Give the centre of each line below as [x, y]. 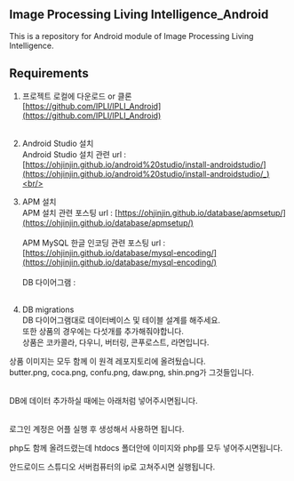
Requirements [49, 73]
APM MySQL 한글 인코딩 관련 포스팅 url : [94, 243]
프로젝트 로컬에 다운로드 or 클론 [77, 96]
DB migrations [48, 309]
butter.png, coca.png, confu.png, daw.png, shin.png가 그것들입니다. [132, 372]
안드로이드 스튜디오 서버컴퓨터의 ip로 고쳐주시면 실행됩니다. [112, 467]
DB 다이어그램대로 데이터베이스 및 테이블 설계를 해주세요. [121, 320]
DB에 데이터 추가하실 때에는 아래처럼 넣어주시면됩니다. [103, 400]
